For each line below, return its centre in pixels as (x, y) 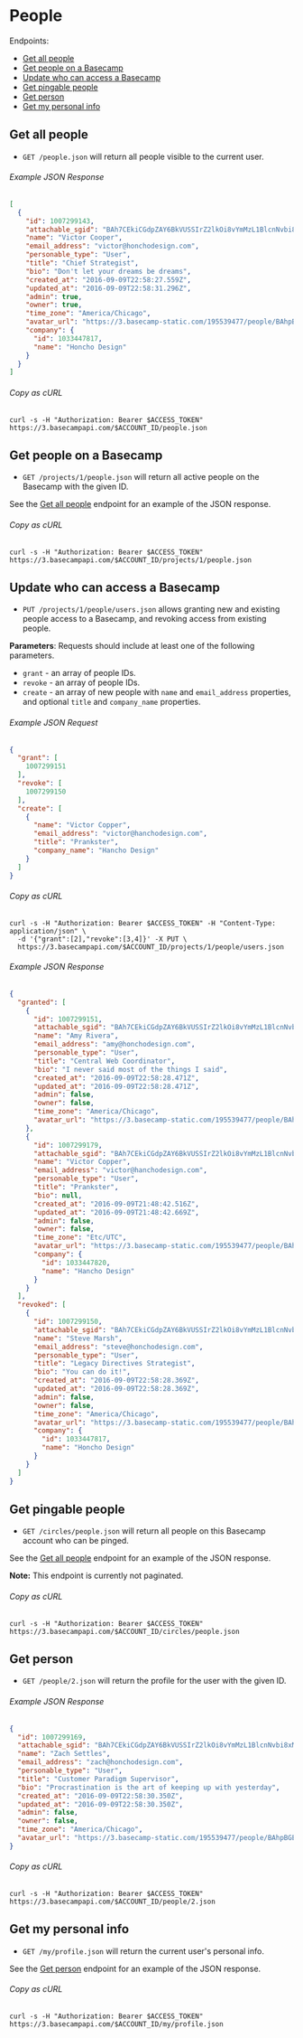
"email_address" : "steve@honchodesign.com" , (118, 1347)
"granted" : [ (42, 1002)
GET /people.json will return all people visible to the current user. (143, 156)
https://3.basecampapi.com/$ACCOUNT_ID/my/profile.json (116, 2024)
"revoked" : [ (42, 1305)
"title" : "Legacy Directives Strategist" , (114, 1364)
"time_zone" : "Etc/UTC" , (80, 1238)
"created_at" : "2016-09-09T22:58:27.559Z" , (109, 280)
